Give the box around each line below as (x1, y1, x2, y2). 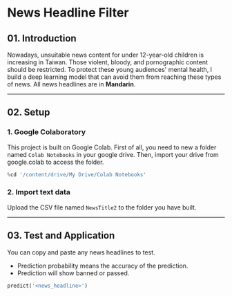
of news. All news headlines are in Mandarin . (7, 80, 136, 88)
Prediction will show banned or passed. (17, 268, 130, 277)
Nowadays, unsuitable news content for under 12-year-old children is (7, 50, 204, 59)
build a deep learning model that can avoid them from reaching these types (7, 73, 222, 81)
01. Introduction (7, 33, 77, 44)
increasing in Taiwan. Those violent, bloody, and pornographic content (7, 58, 209, 66)
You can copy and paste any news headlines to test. (7, 248, 155, 257)
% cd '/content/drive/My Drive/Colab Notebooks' (7, 171, 147, 178)
